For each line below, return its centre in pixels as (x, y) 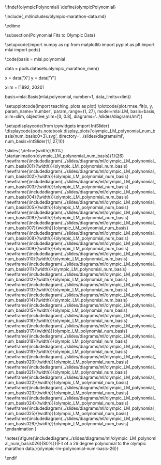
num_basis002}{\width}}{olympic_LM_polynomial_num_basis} (67, 176)
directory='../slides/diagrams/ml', (92, 136)
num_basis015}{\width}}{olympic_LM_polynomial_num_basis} (66, 310)
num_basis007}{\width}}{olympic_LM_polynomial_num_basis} (67, 228)
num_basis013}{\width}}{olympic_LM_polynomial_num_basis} (66, 290)
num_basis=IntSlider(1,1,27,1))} (35, 141)
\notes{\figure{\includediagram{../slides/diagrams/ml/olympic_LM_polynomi (81, 438)
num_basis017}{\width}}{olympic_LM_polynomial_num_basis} (66, 331)
